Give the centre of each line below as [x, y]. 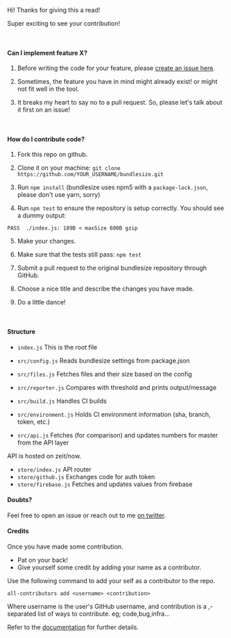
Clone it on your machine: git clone [69, 168]
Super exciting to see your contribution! [63, 23]
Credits [18, 531]
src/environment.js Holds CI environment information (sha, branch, [114, 414]
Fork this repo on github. [52, 155]
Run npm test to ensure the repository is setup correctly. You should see [120, 208]
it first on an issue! [44, 110]
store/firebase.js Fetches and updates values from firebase [105, 484]
